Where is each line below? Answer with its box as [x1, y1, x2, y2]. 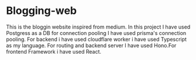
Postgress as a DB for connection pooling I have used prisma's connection [6, 29, 187, 36]
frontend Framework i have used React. [6, 48, 102, 55]
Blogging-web [6, 4, 77, 17]
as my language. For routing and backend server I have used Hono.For [6, 42, 177, 49]
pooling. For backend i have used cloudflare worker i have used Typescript [6, 36, 187, 43]
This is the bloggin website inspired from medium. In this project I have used [6, 23, 191, 30]
